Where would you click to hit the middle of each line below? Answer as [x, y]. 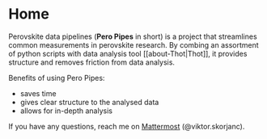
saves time [38, 93]
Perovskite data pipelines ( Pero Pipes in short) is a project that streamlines [133, 36]
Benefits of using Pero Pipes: [57, 78]
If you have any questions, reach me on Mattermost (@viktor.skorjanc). [127, 126]
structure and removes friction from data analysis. [92, 62]
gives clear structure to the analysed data [89, 102]
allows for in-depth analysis [66, 111]
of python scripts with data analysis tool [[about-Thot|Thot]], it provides [128, 53]
